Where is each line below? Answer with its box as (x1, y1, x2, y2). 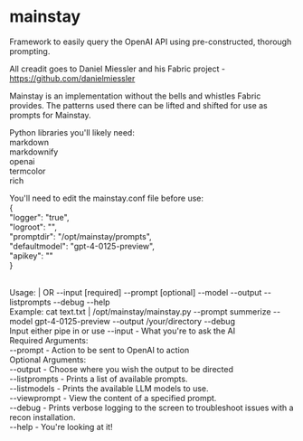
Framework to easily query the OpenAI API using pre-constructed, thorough (9, 36, 292, 47)
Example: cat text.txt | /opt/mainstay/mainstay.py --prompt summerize (9, 305, 271, 317)
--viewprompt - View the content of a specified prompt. (9, 392, 217, 403)
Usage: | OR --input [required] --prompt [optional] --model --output (9, 286, 262, 297)
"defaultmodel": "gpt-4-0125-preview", (9, 240, 156, 251)
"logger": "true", (9, 211, 70, 222)
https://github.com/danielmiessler (9, 72, 136, 83)
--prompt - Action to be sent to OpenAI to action (9, 344, 190, 355)
